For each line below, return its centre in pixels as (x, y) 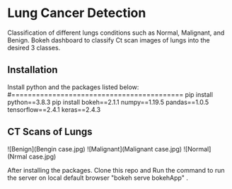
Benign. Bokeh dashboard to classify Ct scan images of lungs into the (109, 40)
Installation (33, 70)
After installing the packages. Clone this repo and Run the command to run (116, 170)
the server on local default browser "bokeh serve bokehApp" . (98, 178)
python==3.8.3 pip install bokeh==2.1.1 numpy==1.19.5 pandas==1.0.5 (108, 102)
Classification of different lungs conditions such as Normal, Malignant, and (116, 33)
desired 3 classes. (34, 47)
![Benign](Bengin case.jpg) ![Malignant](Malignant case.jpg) (95, 149)
